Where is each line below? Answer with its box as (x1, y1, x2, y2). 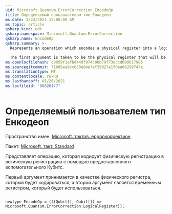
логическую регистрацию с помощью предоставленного (5, 158, 131, 164)
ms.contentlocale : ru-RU (5, 74, 58, 79)
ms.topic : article (5, 22, 45, 27)
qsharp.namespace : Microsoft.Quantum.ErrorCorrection (5, 31, 123, 36)
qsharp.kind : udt (5, 27, 42, 32)
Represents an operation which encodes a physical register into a (10, 46, 157, 51)
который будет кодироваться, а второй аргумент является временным (5, 179, 161, 185)
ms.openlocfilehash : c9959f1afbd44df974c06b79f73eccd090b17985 (5, 59, 143, 65)
